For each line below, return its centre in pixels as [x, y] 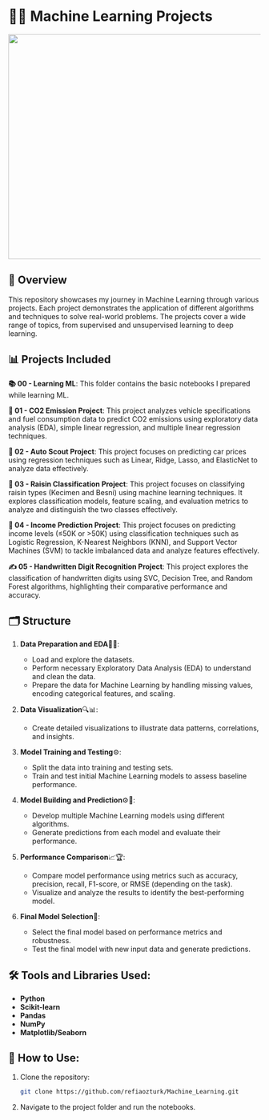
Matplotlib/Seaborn [53, 1033]
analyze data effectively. [49, 468]
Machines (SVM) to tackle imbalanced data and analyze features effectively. [134, 550]
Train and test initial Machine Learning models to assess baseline [139, 776]
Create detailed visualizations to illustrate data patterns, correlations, [145, 728]
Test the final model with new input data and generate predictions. [141, 949]
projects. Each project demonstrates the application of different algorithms [131, 308]
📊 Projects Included [60, 360]
